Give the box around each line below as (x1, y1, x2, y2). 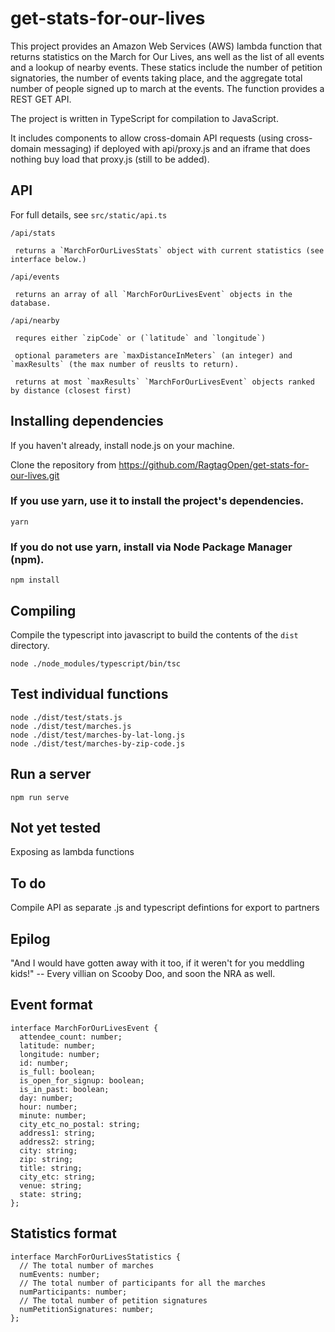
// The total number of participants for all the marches (19, 1278, 267, 1288)
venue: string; (19, 1180, 83, 1191)
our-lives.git (10, 469, 60, 481)
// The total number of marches (19, 1260, 155, 1271)
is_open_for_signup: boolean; (19, 1075, 145, 1086)
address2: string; (19, 1137, 97, 1147)
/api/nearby (10, 315, 60, 326)
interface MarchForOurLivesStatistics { (10, 1252, 182, 1262)
